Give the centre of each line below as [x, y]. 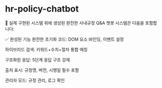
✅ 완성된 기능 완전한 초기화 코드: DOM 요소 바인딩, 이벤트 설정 [64, 39]
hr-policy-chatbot [42, 9]
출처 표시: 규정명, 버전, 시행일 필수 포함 [42, 70]
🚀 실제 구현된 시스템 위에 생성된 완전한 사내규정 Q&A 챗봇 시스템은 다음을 [75, 23]
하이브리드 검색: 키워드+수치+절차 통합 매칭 [46, 49]
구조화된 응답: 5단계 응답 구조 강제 [38, 59]
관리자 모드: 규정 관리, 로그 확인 [35, 80]
